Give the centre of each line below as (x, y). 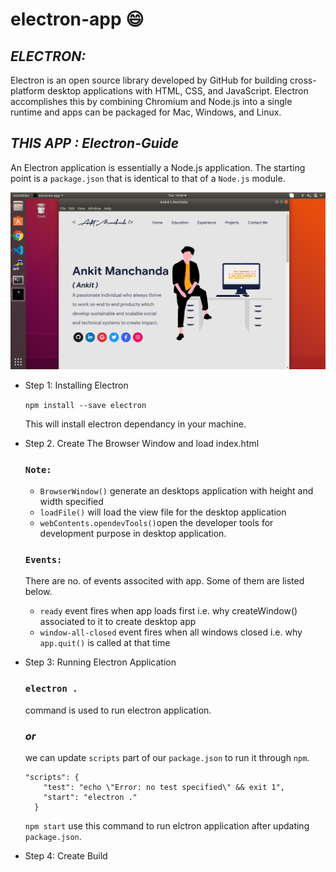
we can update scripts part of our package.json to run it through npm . (167, 757)
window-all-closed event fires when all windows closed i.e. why (171, 632)
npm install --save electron (85, 405)
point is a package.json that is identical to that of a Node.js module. (148, 178)
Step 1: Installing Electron (76, 385)
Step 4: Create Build (66, 856)
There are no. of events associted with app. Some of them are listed (164, 581)
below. (38, 592)
